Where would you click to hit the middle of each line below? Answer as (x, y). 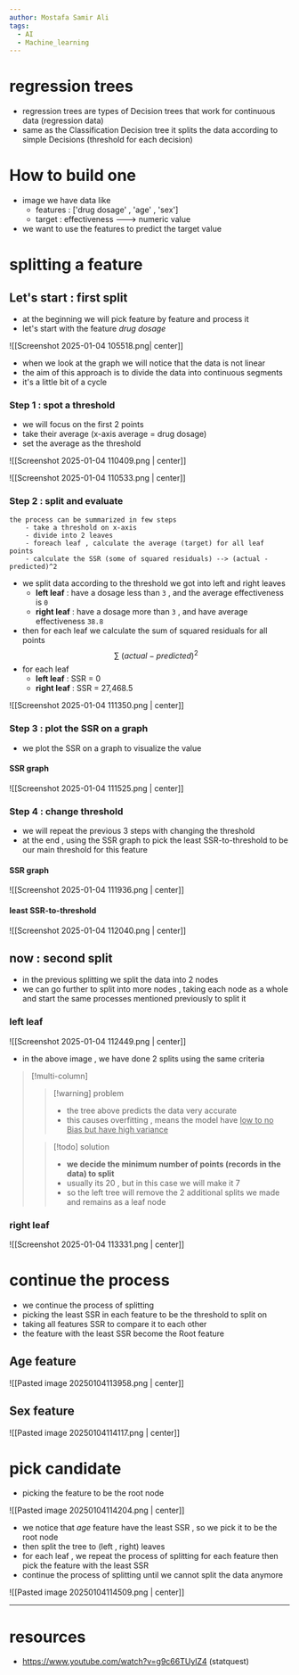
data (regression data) (63, 120)
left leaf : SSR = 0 (68, 679)
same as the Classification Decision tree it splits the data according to (150, 130)
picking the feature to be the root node (93, 1493)
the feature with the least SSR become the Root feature (123, 1333)
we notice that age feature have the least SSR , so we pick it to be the (149, 1528)
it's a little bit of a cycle (65, 382)
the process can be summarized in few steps (93, 520)
